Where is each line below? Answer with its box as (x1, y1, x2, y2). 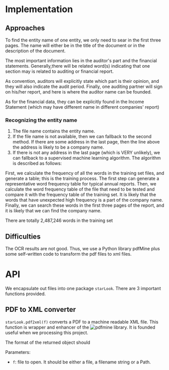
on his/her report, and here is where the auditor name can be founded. (5, 89, 152, 95)
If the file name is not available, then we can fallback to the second (12, 133, 152, 140)
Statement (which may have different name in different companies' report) (5, 104, 160, 110)
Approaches (5, 24, 45, 32)
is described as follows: (12, 160, 62, 166)
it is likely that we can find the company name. (5, 208, 102, 214)
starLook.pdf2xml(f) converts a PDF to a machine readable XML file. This (5, 318, 159, 325)
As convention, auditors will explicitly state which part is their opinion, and (5, 78, 159, 84)
